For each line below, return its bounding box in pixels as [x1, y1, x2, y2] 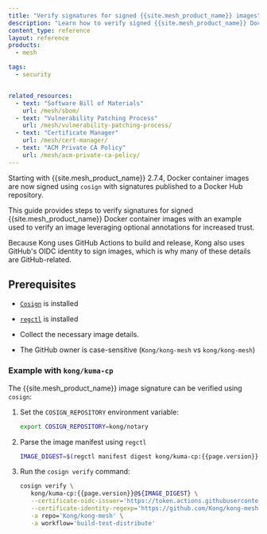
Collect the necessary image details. [19, 330, 140, 340]
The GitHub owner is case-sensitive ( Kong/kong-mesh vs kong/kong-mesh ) [19, 345, 256, 355]
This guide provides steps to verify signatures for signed [8, 205, 193, 215]
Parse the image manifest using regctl [19, 437, 147, 446]
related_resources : [8, 92, 73, 100]
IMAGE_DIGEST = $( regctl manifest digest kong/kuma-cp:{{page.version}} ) [19, 452, 262, 461]
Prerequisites [8, 278, 76, 292]
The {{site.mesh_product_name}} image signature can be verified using [8, 383, 242, 393]
